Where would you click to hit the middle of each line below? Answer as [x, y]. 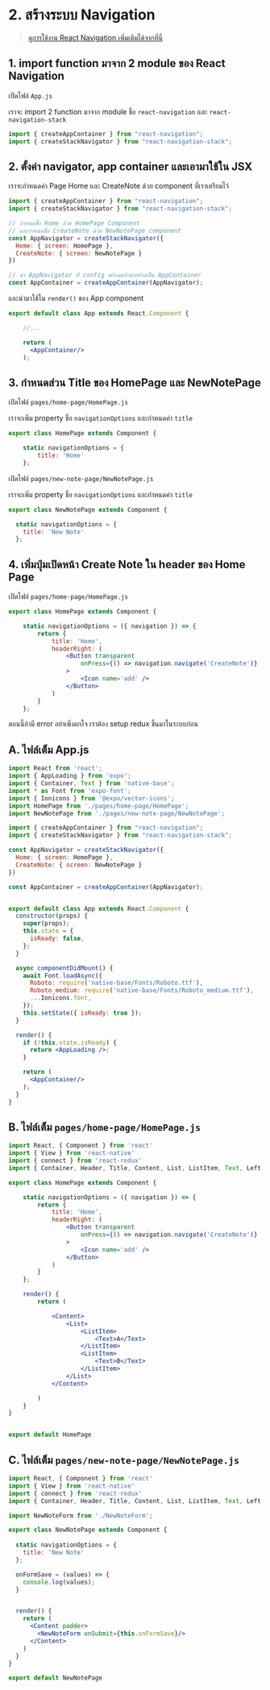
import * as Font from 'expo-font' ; [70, 791]
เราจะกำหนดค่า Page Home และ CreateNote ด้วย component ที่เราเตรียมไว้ [119, 186]
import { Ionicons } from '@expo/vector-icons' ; [91, 798]
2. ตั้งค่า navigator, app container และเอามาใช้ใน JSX [131, 166]
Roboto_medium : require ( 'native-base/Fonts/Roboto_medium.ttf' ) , [141, 990]
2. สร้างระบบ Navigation [82, 15]
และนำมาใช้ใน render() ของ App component [76, 298]
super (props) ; [46, 924]
